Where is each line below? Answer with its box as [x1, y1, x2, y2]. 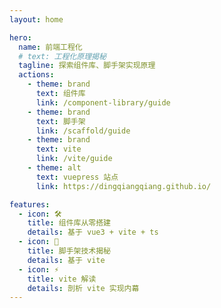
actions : [18, 70, 55, 80]
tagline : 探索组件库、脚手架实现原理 [18, 61, 156, 71]
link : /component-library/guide [35, 97, 171, 108]
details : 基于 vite [27, 255, 106, 265]
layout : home [9, 14, 64, 25]
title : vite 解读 [27, 274, 97, 284]
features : [9, 199, 51, 210]
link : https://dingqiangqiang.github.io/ [35, 181, 212, 191]
